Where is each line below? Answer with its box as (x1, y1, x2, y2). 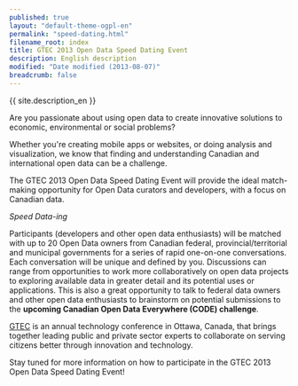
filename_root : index (9, 37, 90, 47)
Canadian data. (9, 193, 65, 204)
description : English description (9, 54, 137, 63)
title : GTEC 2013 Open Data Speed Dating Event (9, 46, 189, 55)
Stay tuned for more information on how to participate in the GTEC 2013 (9, 357, 271, 367)
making (9, 184, 37, 195)
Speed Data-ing (9, 210, 68, 222)
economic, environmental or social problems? (9, 122, 176, 132)
